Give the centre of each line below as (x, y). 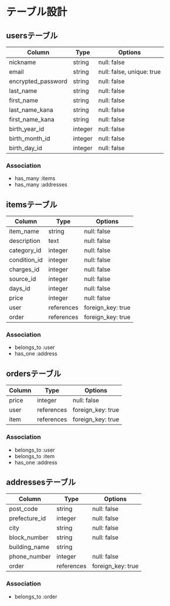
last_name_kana (31, 110)
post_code (23, 509)
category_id (25, 250)
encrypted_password (38, 81)
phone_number (30, 557)
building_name (29, 547)
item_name (24, 231)
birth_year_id (27, 129)
